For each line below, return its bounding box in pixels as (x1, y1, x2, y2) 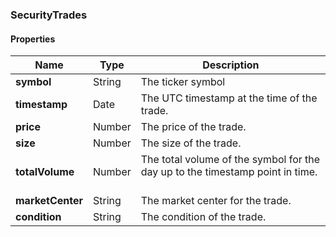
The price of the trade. (140, 120, 247, 134)
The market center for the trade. (140, 194, 292, 208)
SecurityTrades (10, 8, 88, 22)
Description (202, 58, 260, 72)
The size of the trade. (140, 136, 242, 150)
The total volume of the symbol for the (140, 153, 321, 167)
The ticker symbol (140, 75, 226, 89)
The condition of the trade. (140, 210, 267, 224)
